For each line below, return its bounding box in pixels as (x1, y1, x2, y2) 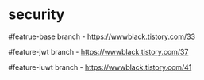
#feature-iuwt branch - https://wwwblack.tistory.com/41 (8, 62, 192, 72)
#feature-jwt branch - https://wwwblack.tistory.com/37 (8, 47, 189, 56)
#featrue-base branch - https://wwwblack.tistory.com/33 (8, 32, 196, 41)
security (8, 6, 65, 24)
